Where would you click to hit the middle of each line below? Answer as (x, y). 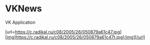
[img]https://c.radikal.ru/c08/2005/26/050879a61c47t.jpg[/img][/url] (75, 37)
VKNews (24, 9)
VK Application (20, 22)
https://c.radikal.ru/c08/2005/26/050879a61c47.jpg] (68, 32)
